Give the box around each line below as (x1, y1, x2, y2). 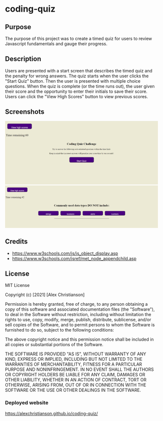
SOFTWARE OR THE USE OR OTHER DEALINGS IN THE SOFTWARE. (5, 387, 141, 393)
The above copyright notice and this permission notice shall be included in (5, 336, 154, 342)
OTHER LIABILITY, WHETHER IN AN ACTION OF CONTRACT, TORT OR (5, 377, 147, 383)
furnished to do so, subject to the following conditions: (5, 327, 114, 333)
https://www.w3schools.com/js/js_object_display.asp (12, 250, 118, 256)
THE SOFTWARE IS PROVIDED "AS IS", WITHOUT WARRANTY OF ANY (5, 351, 147, 357)
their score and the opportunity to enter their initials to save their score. (5, 88, 148, 94)
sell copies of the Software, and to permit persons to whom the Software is (5, 322, 155, 328)
